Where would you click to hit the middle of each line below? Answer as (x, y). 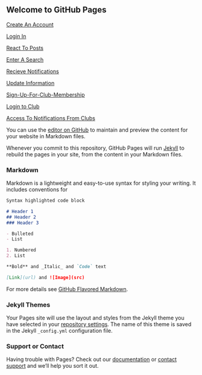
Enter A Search (25, 59)
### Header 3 (23, 223)
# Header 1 (20, 211)
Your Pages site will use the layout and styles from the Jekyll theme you (96, 318)
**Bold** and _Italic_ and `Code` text (56, 267)
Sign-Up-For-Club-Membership (46, 95)
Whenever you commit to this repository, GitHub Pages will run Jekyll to (96, 148)
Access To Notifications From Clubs (51, 118)
